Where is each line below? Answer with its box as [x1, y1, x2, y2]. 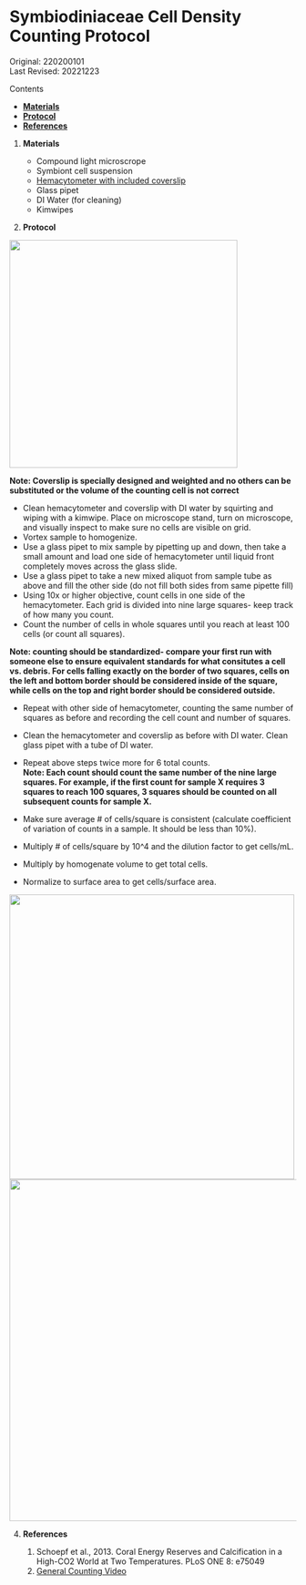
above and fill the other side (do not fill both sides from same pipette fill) [22, 580, 294, 591]
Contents [9, 83, 44, 94]
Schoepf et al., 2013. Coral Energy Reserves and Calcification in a [36, 1546, 282, 1557]
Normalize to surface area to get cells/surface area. [22, 876, 217, 887]
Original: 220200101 [9, 56, 85, 67]
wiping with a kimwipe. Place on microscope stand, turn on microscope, [22, 512, 293, 523]
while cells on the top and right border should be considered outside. [9, 684, 276, 695]
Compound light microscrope [36, 155, 147, 166]
